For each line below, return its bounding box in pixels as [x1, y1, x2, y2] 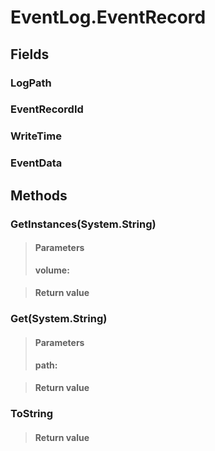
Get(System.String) [10, 312, 108, 326]
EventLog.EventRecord [10, 6, 207, 29]
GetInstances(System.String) [10, 217, 157, 231]
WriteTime [10, 129, 62, 143]
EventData [10, 156, 63, 170]
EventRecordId [10, 102, 84, 116]
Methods [10, 187, 68, 204]
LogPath [10, 76, 52, 90]
